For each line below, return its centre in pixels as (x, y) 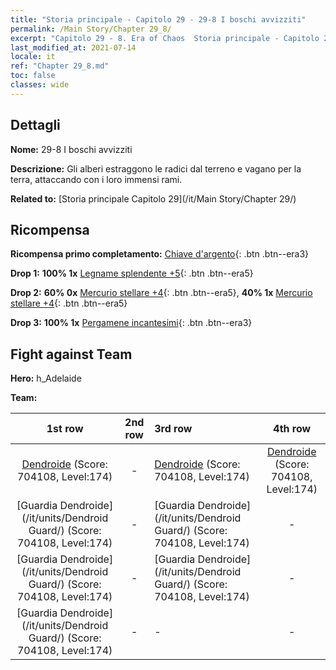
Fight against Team (71, 354)
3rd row (173, 429)
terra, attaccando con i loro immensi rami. (96, 179)
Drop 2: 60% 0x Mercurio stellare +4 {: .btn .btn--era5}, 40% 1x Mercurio (161, 293)
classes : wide (40, 85)
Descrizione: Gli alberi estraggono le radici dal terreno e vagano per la (156, 168)
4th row (292, 429)
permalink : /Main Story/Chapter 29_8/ (91, 29)
